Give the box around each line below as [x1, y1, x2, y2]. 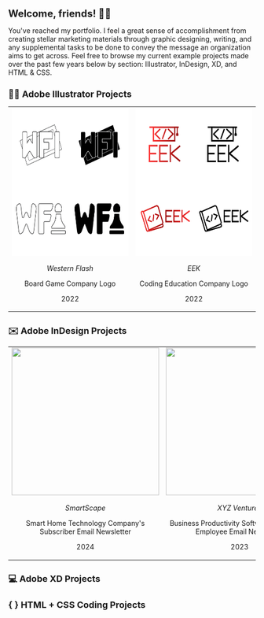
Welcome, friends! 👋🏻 [8, 7, 112, 20]
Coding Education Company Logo [139, 279, 249, 288]
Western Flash [46, 263, 94, 272]
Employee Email [195, 527, 247, 536]
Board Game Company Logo [24, 279, 116, 288]
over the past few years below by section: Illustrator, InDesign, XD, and [8, 60, 237, 68]
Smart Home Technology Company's [26, 519, 145, 528]
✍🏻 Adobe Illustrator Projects [8, 88, 132, 100]
